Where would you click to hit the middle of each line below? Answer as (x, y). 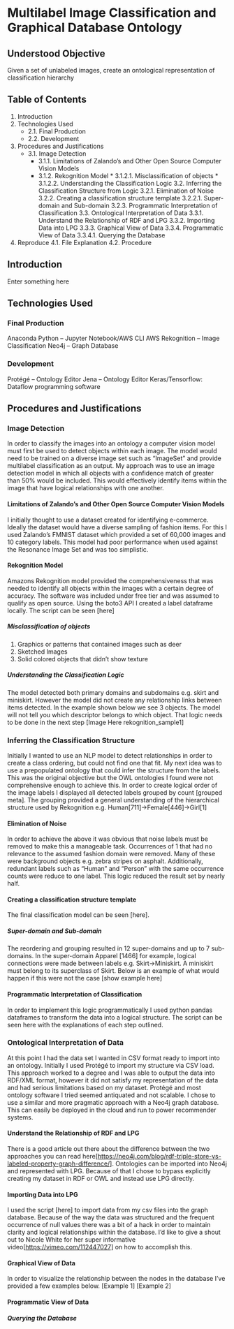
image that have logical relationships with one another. (86, 488)
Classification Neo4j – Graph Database (63, 346)
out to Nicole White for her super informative (72, 1240)
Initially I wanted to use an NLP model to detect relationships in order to (110, 755)
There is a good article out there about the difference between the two (109, 1149)
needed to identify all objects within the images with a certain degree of (111, 588)
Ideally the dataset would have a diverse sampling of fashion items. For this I (117, 527)
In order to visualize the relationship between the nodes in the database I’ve (116, 1279)
